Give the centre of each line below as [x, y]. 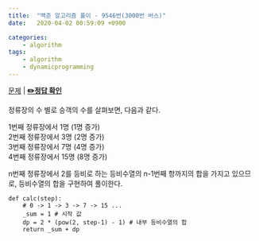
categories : [28, 37]
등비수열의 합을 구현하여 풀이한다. [71, 183]
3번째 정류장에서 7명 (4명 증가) [56, 146]
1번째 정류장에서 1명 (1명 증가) [54, 126]
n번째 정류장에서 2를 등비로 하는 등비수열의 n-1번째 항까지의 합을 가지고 [119, 173]
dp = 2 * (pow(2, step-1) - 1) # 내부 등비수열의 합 [105, 222]
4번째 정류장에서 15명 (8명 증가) [58, 157]
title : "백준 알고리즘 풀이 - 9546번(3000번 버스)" [87, 16]
